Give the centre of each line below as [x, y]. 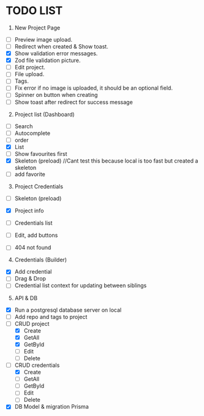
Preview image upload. [43, 39]
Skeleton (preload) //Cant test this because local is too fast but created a [106, 161]
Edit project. [30, 67]
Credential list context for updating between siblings [81, 285]
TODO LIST [34, 11]
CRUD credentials [37, 365]
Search [24, 126]
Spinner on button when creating [56, 95]
